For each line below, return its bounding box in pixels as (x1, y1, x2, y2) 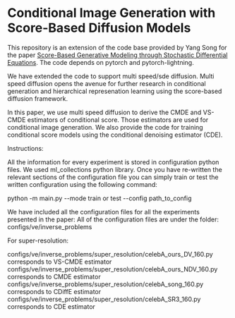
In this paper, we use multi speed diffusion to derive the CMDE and (7, 108, 202, 116)
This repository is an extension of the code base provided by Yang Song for (7, 43, 227, 51)
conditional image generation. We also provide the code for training (7, 123, 203, 131)
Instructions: (7, 144, 44, 152)
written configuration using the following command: (7, 180, 157, 188)
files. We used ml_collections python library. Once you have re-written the (7, 165, 222, 173)
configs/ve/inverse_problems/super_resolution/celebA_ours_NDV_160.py (7, 264, 218, 273)
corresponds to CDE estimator (7, 302, 95, 311)
